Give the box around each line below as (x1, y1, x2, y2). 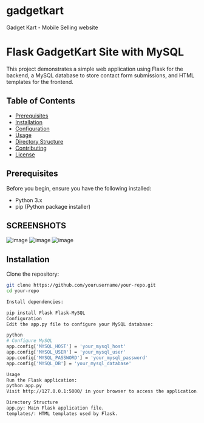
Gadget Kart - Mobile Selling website (6, 24, 98, 31)
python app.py (6, 383, 42, 389)
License (15, 150, 35, 158)
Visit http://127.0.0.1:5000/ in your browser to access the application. (6, 388, 200, 394)
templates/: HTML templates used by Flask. (6, 410, 118, 417)
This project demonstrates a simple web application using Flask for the (6, 65, 183, 72)
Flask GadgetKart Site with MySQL (6, 45, 184, 59)
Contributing (15, 144, 47, 152)
